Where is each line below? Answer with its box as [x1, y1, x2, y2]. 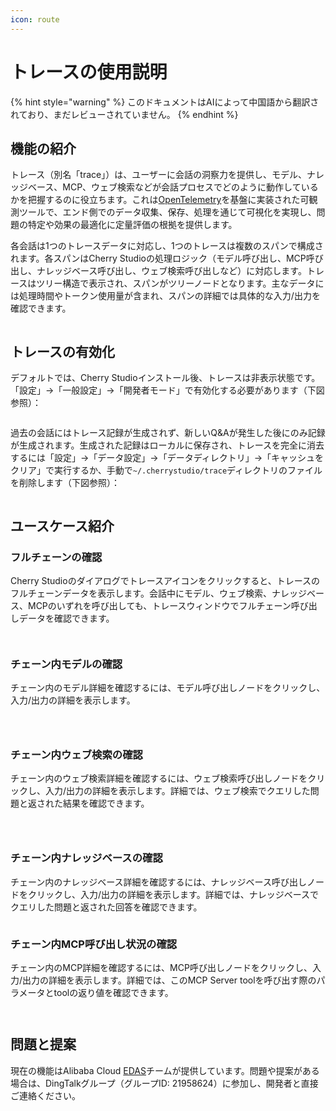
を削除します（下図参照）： [10, 477, 120, 489]
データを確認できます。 [18, 612, 115, 624]
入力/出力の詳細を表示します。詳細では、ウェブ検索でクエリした [44, 785, 311, 797]
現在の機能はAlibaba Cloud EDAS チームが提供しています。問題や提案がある [10, 1064, 320, 1076]
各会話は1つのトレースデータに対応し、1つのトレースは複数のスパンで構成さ [10, 240, 324, 252]
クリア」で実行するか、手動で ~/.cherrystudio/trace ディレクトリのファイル [10, 464, 323, 476]
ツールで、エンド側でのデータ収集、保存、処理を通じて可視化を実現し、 [18, 206, 317, 218]
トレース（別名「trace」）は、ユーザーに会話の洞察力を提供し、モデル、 [10, 169, 307, 181]
